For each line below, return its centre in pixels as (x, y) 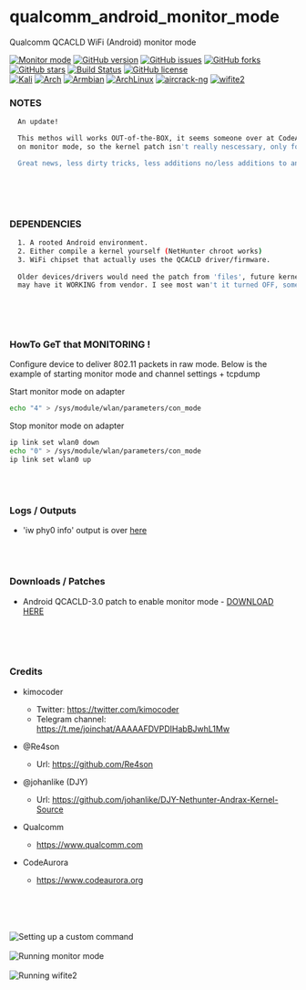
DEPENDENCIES (46, 224)
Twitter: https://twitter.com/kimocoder (107, 709)
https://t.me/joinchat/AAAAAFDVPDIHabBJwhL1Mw (133, 729)
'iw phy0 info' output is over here (85, 531)
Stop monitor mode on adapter (67, 426)
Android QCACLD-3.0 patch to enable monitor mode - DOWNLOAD (148, 601)
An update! (38, 122)
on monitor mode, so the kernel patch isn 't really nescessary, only (152, 147)
